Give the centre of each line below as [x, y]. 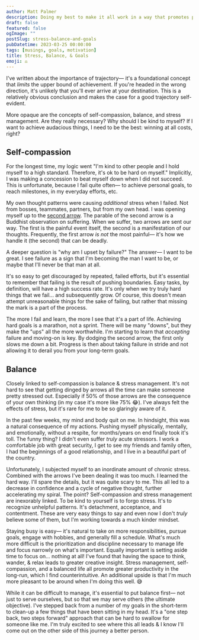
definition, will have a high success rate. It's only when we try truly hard [94, 289]
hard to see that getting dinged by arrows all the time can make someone [95, 390]
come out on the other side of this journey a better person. [78, 631]
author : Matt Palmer [32, 12]
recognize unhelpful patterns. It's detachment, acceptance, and [84, 507]
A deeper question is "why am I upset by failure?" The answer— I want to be [99, 252]
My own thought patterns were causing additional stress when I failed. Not [97, 203]
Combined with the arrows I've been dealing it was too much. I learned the [97, 476]
